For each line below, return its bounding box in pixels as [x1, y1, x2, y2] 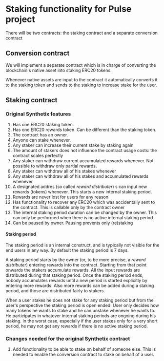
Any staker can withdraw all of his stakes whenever [12, 168, 116, 174]
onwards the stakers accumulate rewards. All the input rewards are [5, 267, 141, 273]
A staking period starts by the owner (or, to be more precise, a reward [5, 257, 146, 263]
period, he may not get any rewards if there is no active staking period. [5, 323, 148, 329]
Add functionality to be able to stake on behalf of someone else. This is [12, 346, 156, 352]
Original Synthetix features [5, 111, 71, 117]
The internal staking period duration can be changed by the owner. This [12, 209, 157, 215]
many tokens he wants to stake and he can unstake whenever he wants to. [5, 307, 156, 313]
